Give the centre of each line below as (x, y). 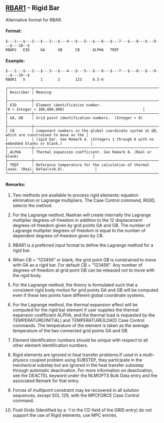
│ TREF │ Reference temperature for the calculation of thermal (78, 165)
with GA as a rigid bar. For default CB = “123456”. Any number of (77, 265)
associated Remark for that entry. (46, 381)
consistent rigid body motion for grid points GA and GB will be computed (85, 290)
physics (20, 360)
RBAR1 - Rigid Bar (33, 8)
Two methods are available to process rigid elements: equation (75, 195)
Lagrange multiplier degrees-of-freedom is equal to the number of (79, 231)
